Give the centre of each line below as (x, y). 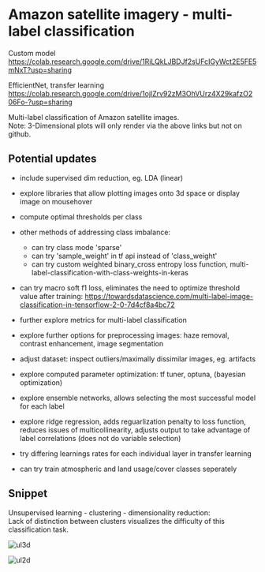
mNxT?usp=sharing (40, 69)
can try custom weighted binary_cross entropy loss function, (130, 264)
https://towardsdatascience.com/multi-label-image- (169, 296)
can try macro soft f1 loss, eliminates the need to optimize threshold (130, 288)
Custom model (32, 53)
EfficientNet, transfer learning (56, 85)
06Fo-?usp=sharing (40, 102)
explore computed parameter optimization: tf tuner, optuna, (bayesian (132, 374)
